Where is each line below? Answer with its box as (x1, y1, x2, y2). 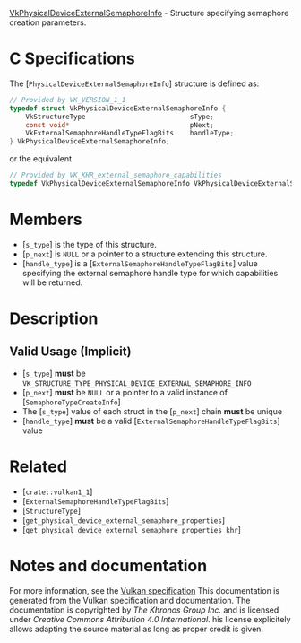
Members (9, 210, 82, 230)
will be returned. (21, 277, 83, 288)
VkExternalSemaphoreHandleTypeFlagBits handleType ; (25, 129, 235, 138)
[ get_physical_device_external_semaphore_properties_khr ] (21, 524, 242, 534)
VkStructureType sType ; (25, 112, 215, 121)
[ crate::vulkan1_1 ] (21, 486, 93, 497)
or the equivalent (9, 153, 73, 164)
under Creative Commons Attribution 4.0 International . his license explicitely (9, 613, 291, 624)
